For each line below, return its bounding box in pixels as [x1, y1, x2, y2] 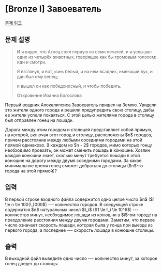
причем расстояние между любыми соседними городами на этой [5, 137, 143, 143]
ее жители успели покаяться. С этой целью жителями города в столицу [5, 112, 155, 118]
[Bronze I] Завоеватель [5, 3, 102, 15]
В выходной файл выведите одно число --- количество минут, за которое [5, 255, 158, 261]
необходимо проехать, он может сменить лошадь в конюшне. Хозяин [5, 147, 150, 153]
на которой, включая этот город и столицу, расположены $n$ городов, [5, 132, 153, 138]
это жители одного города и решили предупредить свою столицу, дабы [5, 107, 154, 112]
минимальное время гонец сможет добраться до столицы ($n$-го [5, 162, 143, 168]
